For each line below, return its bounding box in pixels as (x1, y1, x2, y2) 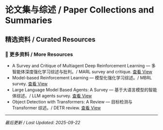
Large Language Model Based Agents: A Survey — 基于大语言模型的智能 (12, 87, 157, 92)
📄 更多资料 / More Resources (5, 51, 73, 58)
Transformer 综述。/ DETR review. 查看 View (12, 104, 101, 111)
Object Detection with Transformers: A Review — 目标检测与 (12, 99, 132, 104)
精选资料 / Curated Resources (5, 35, 96, 43)
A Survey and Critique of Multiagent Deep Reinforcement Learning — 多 (12, 63, 156, 68)
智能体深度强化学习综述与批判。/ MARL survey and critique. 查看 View (12, 68, 153, 75)
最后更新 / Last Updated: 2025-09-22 (5, 119, 81, 125)
